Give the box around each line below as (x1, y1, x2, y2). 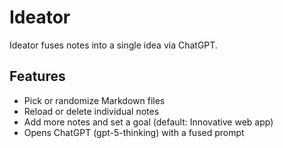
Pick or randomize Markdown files (23, 94, 166, 106)
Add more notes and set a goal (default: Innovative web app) (23, 116, 274, 128)
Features (9, 68, 66, 85)
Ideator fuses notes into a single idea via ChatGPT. (9, 39, 218, 51)
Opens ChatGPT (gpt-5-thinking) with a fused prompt (23, 126, 245, 138)
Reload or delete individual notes (23, 105, 160, 117)
